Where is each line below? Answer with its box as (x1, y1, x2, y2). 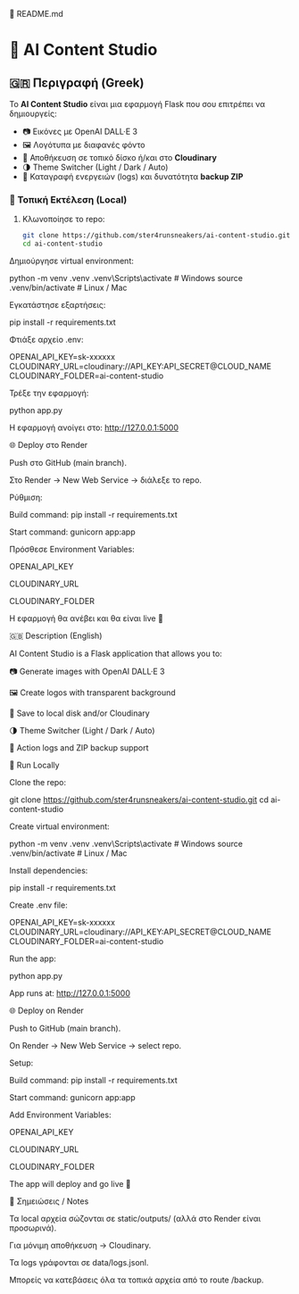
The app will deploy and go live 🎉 (9, 1179, 131, 1190)
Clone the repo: (9, 777, 67, 788)
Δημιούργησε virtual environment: (9, 255, 134, 267)
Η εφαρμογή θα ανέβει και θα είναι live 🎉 (9, 613, 163, 624)
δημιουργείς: (9, 108, 58, 119)
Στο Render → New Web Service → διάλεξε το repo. (9, 475, 203, 485)
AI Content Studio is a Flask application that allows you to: (9, 648, 223, 659)
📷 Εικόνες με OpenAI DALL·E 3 (21, 126, 138, 137)
